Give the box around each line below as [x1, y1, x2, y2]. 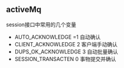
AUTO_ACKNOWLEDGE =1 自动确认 [14, 33, 101, 40]
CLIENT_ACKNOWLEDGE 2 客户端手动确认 [14, 40, 118, 47]
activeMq [6, 5, 42, 15]
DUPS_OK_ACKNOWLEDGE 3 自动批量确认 [14, 48, 119, 55]
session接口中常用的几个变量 [6, 21, 76, 28]
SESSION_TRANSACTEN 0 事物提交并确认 [14, 55, 116, 62]
